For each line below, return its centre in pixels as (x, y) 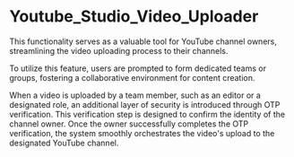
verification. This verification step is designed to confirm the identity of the (147, 114)
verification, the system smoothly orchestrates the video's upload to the (142, 133)
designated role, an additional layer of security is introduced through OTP (145, 104)
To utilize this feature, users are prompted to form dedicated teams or (138, 68)
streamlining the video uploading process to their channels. (119, 50)
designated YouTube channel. (64, 143)
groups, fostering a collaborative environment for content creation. (132, 77)
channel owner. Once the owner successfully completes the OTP (129, 124)
